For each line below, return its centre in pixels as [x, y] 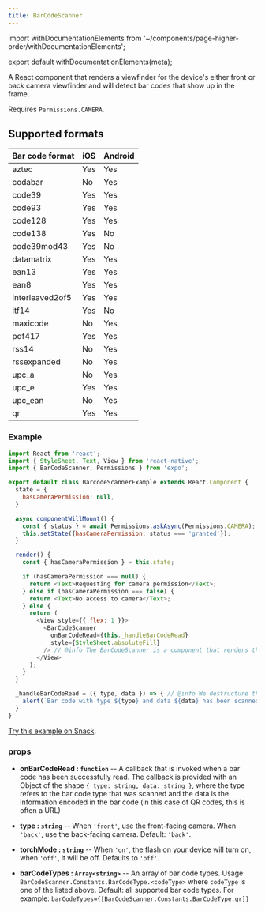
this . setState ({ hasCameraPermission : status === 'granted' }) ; [127, 533]
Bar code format [43, 156]
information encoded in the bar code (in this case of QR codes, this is [132, 802]
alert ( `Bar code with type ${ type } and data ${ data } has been [127, 701]
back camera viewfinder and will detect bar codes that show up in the [121, 85]
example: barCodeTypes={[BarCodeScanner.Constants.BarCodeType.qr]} [134, 898]
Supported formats [56, 134]
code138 [29, 234]
